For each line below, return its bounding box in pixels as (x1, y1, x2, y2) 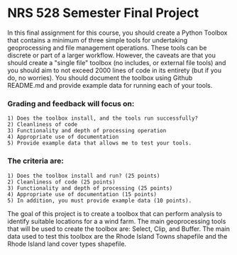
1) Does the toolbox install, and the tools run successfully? (7, 115, 199, 122)
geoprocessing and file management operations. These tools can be (7, 43, 207, 52)
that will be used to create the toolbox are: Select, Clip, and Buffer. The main (7, 225, 231, 233)
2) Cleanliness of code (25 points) (7, 178, 116, 186)
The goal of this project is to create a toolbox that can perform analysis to (7, 209, 222, 217)
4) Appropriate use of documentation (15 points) (7, 191, 158, 198)
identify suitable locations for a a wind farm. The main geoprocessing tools (7, 217, 226, 225)
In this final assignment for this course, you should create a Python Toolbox (7, 28, 228, 37)
